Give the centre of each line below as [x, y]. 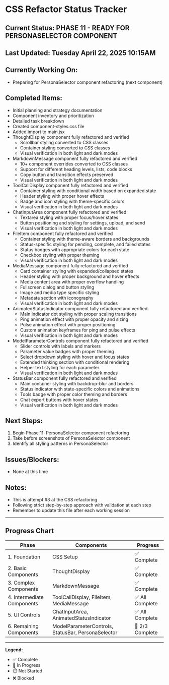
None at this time [30, 472]
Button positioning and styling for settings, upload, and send [82, 222]
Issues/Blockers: [32, 459]
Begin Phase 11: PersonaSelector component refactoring [71, 433]
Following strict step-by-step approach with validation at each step [82, 505]
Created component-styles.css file [48, 126]
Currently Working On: [41, 70]
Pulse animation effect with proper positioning [68, 324]
